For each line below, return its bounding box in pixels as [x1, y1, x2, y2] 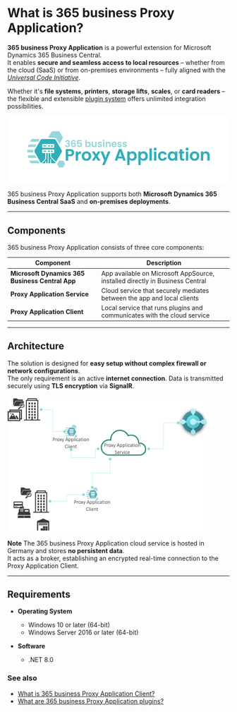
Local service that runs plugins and [101, 303, 203, 312]
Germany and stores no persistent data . [7, 546, 125, 555]
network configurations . [7, 366, 80, 375]
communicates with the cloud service [101, 311, 210, 320]
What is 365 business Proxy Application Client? [17, 689, 155, 698]
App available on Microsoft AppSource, [101, 269, 215, 277]
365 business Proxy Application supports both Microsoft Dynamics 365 [7, 190, 217, 198]
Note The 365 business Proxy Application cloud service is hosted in [7, 538, 205, 548]
